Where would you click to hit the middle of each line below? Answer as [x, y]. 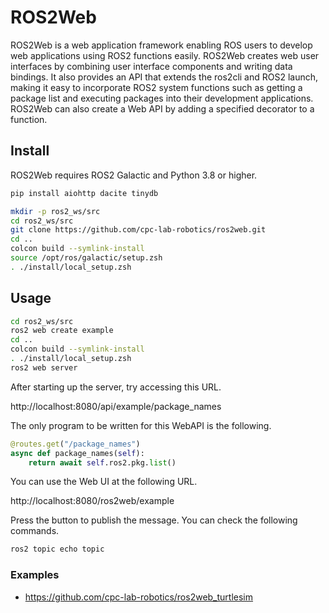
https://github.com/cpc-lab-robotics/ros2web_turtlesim [139, 597]
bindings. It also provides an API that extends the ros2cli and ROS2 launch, [164, 77]
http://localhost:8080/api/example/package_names [116, 406]
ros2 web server [44, 367]
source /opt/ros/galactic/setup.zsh [86, 258]
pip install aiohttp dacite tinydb [84, 193]
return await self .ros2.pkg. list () [102, 462]
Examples [35, 575]
